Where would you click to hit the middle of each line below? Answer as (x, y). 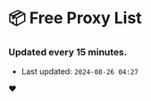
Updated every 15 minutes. (68, 53)
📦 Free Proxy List (75, 18)
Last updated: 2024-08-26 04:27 (80, 72)
